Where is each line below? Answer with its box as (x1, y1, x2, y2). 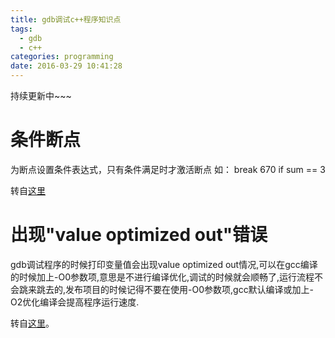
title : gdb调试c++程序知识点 (10, 14, 122, 25)
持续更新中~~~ (10, 90, 72, 101)
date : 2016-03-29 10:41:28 (10, 61, 123, 71)
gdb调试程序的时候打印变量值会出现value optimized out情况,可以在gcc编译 (10, 258, 318, 270)
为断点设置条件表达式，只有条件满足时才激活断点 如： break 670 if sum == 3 (10, 163, 326, 175)
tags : (10, 24, 33, 34)
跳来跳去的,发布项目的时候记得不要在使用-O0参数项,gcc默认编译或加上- (18, 283, 315, 295)
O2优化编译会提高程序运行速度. (10, 296, 140, 308)
